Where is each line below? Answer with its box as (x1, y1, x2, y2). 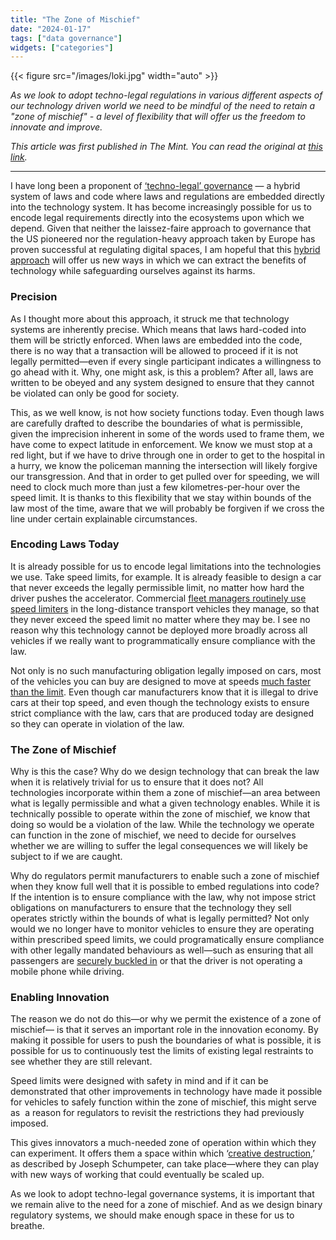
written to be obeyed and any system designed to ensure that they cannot (10, 376, 315, 388)
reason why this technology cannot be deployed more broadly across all (10, 624, 308, 636)
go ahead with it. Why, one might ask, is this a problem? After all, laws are (10, 366, 314, 378)
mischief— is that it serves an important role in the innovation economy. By (10, 1024, 319, 1036)
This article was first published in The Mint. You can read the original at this (10, 141, 323, 153)
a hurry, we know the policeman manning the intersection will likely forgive (10, 459, 318, 471)
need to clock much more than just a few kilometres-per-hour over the (10, 481, 301, 493)
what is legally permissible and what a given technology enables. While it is (10, 797, 321, 810)
